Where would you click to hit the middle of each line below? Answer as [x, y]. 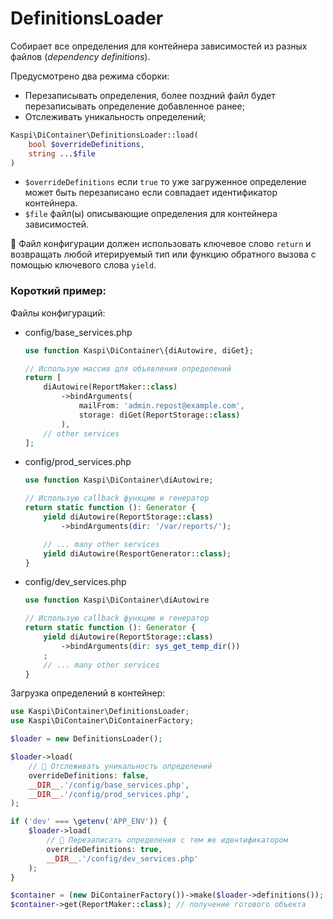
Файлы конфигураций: [58, 313]
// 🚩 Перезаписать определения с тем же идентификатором [167, 840]
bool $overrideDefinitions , [86, 144]
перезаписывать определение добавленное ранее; [134, 106]
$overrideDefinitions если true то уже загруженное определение [165, 182]
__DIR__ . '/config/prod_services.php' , [109, 794]
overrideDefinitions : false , [89, 775]
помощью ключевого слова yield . [83, 265]
